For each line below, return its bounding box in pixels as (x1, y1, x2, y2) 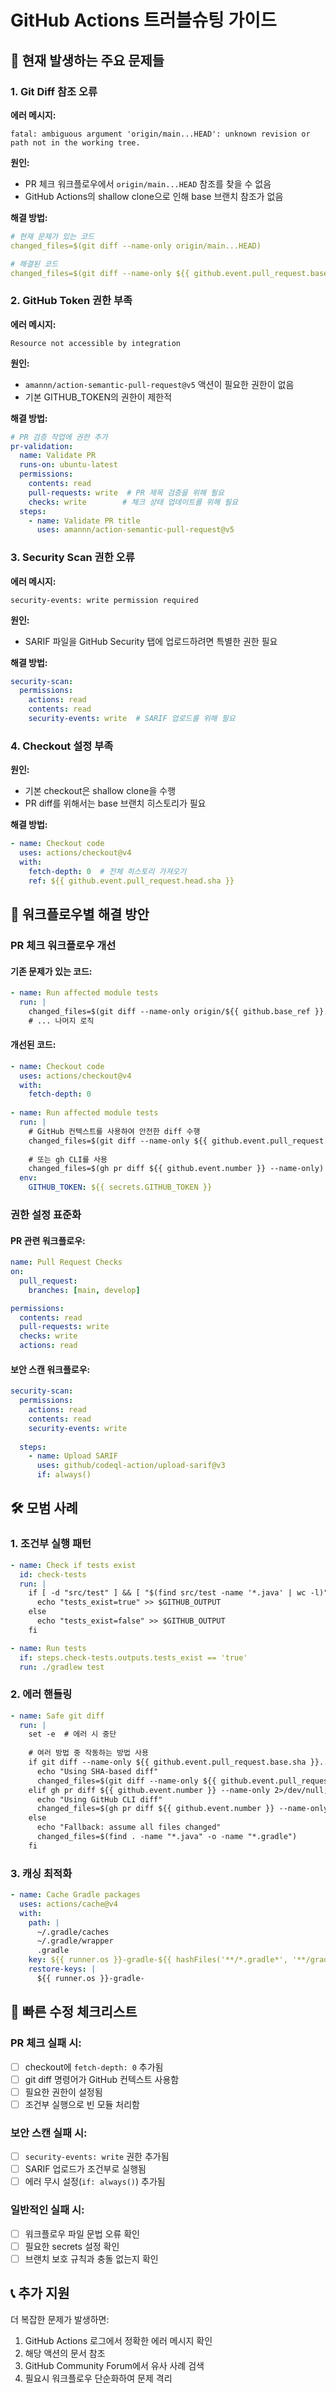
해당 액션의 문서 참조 (24, 2347, 106, 2359)
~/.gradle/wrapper (36, 1936, 114, 1946)
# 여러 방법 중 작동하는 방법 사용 (28, 1748, 149, 1758)
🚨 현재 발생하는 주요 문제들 (10, 52, 165, 69)
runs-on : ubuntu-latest (19, 460, 118, 470)
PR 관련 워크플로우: (10, 1234, 86, 1246)
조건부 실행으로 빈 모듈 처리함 (24, 2098, 140, 2110)
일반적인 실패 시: (10, 2203, 85, 2217)
